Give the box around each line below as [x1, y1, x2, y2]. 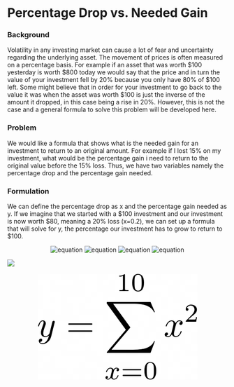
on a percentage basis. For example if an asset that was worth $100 [7, 61, 203, 69]
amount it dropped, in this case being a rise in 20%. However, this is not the [7, 98, 225, 107]
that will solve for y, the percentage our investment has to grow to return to [7, 224, 223, 233]
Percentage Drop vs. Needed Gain [7, 5, 208, 21]
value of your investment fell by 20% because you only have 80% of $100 [7, 76, 220, 84]
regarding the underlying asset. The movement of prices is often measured [7, 53, 224, 62]
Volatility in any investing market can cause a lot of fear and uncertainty [7, 46, 214, 54]
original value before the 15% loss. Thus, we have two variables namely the [7, 161, 224, 170]
